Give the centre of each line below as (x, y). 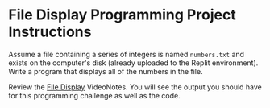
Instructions (50, 32)
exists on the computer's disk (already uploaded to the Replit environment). (133, 63)
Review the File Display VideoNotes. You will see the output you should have (135, 87)
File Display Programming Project (122, 15)
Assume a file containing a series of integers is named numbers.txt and (126, 54)
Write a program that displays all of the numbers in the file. (106, 71)
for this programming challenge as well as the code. (95, 95)
